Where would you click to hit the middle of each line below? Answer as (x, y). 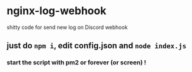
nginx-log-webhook (57, 11)
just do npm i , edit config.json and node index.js (97, 46)
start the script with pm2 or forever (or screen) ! (77, 63)
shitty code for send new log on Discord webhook (67, 27)
